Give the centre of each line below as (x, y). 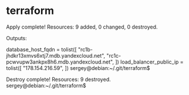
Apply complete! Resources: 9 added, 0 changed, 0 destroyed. (82, 27)
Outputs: (17, 38)
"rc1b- (85, 49)
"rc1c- (114, 55)
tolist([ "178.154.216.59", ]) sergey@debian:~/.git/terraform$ (78, 68)
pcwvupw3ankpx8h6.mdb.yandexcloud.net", (60, 62)
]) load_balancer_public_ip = (149, 62)
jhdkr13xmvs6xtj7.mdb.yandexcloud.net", (56, 55)
